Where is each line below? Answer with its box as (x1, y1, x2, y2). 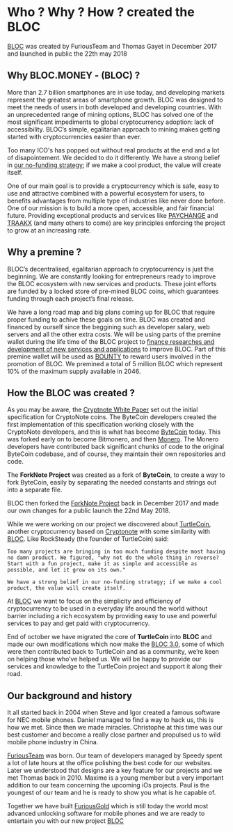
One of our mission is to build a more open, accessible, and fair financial (7, 203, 214, 212)
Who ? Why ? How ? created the (7, 4, 195, 20)
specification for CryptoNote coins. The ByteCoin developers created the (7, 413, 217, 421)
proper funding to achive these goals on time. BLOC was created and (7, 315, 205, 324)
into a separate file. (7, 485, 63, 494)
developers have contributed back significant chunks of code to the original (7, 443, 225, 451)
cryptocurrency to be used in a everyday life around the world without (7, 604, 208, 613)
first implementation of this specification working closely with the (7, 421, 195, 429)
